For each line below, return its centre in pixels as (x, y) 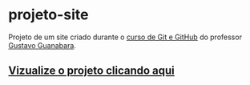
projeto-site (48, 15)
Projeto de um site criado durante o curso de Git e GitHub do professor (125, 37)
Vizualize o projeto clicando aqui (91, 71)
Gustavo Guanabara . (42, 45)
